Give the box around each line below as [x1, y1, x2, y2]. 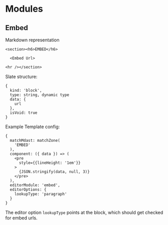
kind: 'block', [10, 88, 42, 93]
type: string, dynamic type [10, 92, 70, 97]
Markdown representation [5, 37, 60, 43]
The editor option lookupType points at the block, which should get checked [5, 210, 163, 215]
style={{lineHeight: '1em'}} [18, 160, 81, 165]
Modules [5, 3, 43, 15]
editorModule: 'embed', [10, 183, 60, 188]
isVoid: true [10, 110, 38, 115]
